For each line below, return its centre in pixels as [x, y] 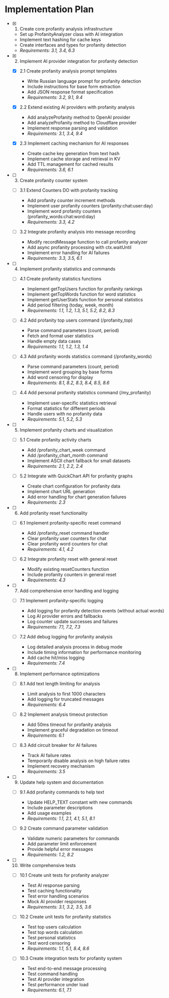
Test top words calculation [55, 933]
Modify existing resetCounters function [68, 569]
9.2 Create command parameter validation [64, 829]
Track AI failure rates [49, 755]
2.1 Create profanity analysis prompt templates [68, 71]
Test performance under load [58, 985]
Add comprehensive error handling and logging [69, 591]
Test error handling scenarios [58, 896]
